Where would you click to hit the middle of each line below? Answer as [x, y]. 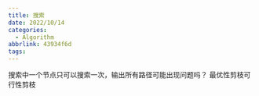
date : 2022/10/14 [36, 23]
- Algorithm [35, 37]
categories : [27, 30]
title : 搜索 [26, 15]
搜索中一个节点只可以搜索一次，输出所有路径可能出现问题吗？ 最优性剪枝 [126, 75]
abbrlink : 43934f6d [40, 44]
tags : [17, 52]
